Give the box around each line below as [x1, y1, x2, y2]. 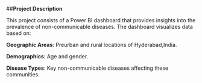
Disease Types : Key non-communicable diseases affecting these [6, 64, 169, 72]
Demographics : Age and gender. [6, 53, 89, 60]
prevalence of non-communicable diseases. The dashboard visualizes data [6, 23, 193, 30]
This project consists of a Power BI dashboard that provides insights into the [6, 17, 196, 23]
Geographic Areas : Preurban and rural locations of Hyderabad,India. [6, 41, 177, 48]
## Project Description [6, 5, 63, 12]
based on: [6, 29, 31, 37]
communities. [6, 71, 40, 78]
